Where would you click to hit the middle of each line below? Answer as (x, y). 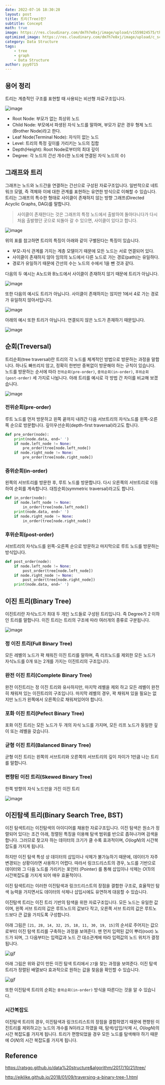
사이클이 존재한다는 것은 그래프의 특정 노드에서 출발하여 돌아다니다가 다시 (87, 214)
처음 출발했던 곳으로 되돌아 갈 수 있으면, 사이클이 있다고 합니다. (77, 220)
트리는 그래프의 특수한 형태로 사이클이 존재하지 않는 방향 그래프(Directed (75, 197)
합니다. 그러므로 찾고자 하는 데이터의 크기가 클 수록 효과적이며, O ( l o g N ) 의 (75, 840)
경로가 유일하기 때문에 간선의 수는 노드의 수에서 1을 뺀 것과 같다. (73, 263)
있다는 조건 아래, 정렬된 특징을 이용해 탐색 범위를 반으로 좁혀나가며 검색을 (88, 834)
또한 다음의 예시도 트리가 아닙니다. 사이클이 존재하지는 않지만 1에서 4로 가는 (77, 294)
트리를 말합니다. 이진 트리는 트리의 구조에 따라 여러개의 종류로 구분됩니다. (80, 620)
